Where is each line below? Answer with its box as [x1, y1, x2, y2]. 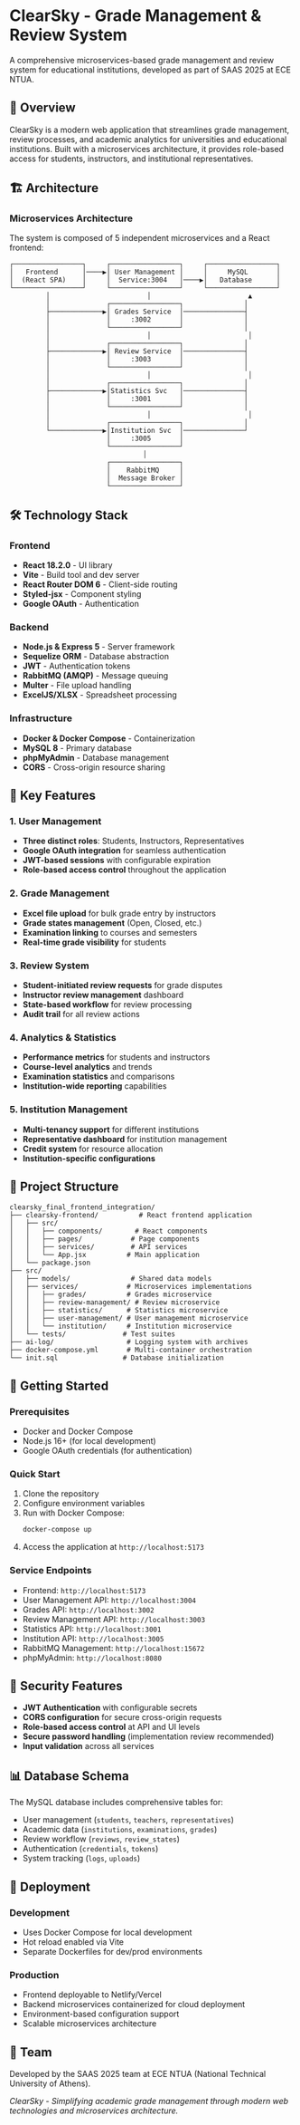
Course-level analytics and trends [22, 1062, 153, 1072]
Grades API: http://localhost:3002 [22, 1604, 155, 1615]
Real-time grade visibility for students [22, 937, 167, 947]
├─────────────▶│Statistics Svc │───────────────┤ [45, 387, 248, 396]
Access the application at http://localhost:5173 [22, 1542, 205, 1553]
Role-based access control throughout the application [22, 864, 227, 875]
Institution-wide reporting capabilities [22, 1081, 167, 1091]
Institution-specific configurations [22, 1152, 156, 1164]
